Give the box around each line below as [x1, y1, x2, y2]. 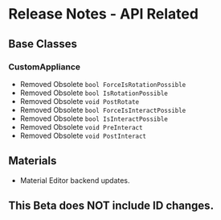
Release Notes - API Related [8, 5, 199, 23]
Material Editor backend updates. [19, 175, 130, 185]
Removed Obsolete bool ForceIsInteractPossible [19, 105, 186, 114]
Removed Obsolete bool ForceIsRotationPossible [19, 79, 186, 89]
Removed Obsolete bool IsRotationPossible [19, 88, 169, 98]
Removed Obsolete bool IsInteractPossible [19, 114, 169, 123]
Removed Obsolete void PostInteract [19, 131, 147, 140]
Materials [8, 154, 57, 168]
